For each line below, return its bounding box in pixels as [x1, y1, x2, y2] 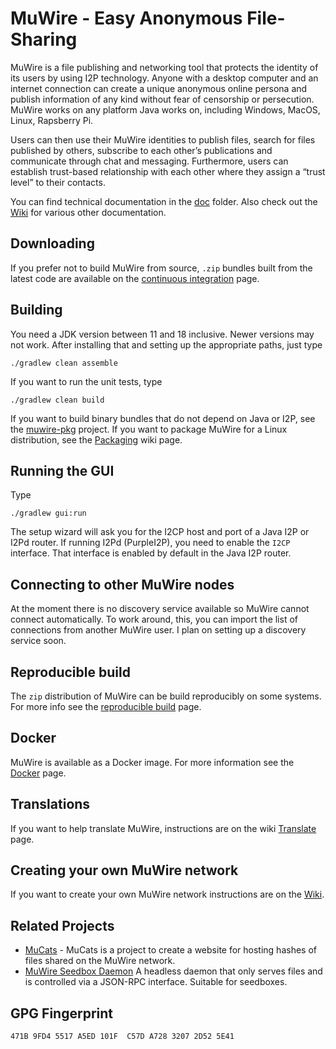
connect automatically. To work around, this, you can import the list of [10, 613, 298, 626]
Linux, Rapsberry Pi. [10, 114, 94, 126]
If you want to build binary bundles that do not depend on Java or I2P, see [10, 412, 316, 424]
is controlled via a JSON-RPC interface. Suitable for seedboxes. [24, 976, 288, 988]
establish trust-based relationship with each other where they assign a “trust [10, 165, 326, 177]
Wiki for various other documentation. [10, 206, 167, 218]
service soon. [10, 635, 67, 647]
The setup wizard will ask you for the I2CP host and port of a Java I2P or [10, 526, 310, 538]
